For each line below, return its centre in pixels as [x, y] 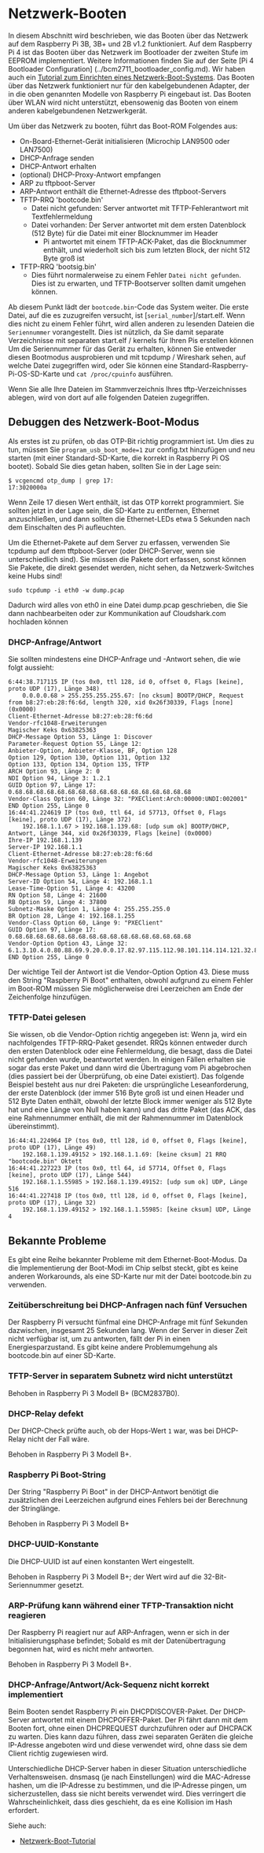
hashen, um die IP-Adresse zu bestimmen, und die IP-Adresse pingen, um [128, 1785]
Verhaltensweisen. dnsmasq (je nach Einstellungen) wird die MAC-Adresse [130, 1777]
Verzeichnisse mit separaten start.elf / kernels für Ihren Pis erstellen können [131, 340]
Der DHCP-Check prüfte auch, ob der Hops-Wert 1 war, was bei [111, 1431]
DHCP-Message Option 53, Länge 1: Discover [81, 737]
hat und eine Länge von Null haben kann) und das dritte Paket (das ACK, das [132, 1109]
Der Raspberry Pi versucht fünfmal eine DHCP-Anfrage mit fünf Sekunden [128, 1322]
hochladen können [38, 622]
